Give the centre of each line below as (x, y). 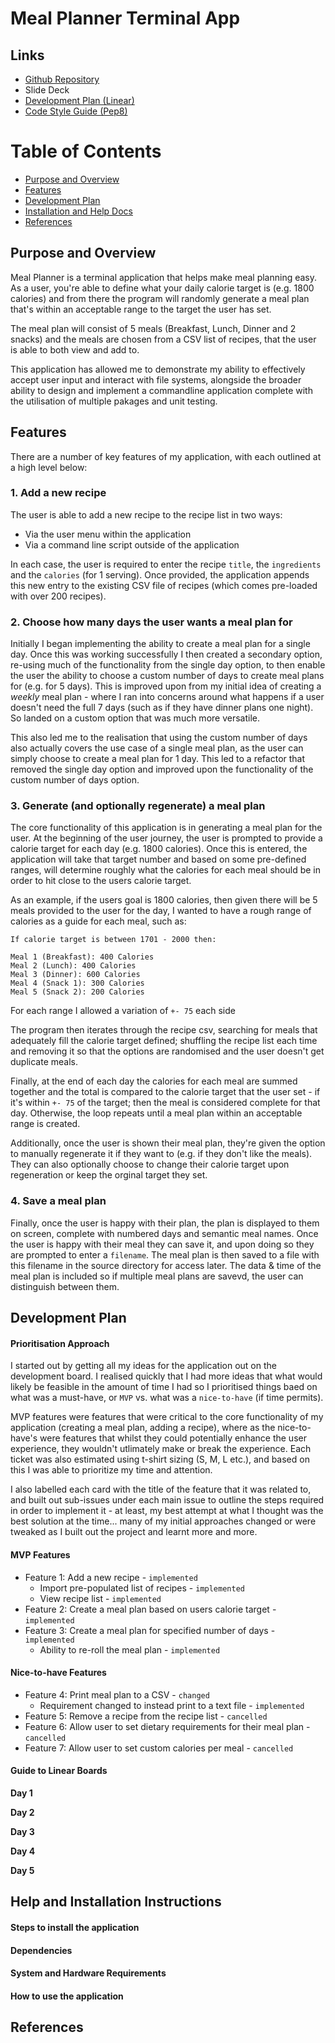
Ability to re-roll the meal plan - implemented (130, 1649)
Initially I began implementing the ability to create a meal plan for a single (160, 644)
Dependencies (41, 1950)
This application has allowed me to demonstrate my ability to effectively (158, 369)
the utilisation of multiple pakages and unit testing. (114, 401)
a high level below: (49, 467)
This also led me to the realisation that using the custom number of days (159, 738)
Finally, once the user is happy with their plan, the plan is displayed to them (165, 1223)
